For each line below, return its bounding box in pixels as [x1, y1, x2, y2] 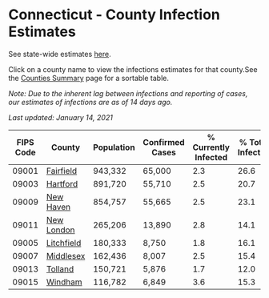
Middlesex [46, 250, 86, 261]
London [46, 224, 75, 236]
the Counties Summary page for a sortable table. [8, 73, 170, 83]
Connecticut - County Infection [8, 6, 220, 24]
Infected [195, 151, 228, 163]
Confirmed [143, 136, 186, 147]
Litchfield [46, 237, 82, 248]
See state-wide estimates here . [8, 49, 111, 58]
